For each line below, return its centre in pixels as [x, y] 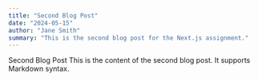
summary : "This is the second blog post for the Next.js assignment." [129, 38]
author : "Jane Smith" [44, 30]
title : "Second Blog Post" [53, 15]
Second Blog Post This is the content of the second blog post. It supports [129, 60]
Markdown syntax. [39, 69]
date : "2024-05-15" [41, 23]
